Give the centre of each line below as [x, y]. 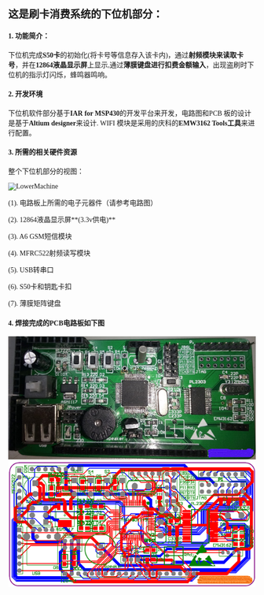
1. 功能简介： [29, 36]
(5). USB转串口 [31, 270]
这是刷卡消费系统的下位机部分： [86, 15]
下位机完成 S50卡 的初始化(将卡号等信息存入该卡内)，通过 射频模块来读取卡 [126, 55]
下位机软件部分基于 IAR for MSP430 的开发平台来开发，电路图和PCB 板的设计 [130, 113]
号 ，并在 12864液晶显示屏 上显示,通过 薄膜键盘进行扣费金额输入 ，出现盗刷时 [128, 65]
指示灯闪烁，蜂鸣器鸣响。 [70, 74]
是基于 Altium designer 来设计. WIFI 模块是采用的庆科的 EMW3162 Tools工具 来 [128, 123]
